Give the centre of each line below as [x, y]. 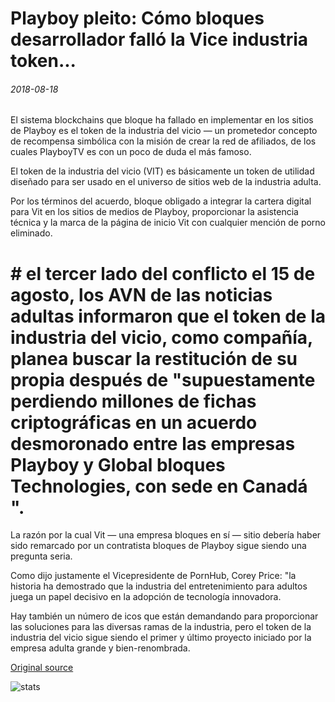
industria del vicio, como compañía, [161, 337]
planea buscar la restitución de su [154, 358]
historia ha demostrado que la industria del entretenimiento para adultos [159, 586]
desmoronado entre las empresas [153, 443]
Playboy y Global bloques [118, 464]
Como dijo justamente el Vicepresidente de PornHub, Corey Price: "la [153, 576]
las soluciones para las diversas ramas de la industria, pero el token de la [161, 627]
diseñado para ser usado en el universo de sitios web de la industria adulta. [166, 182]
